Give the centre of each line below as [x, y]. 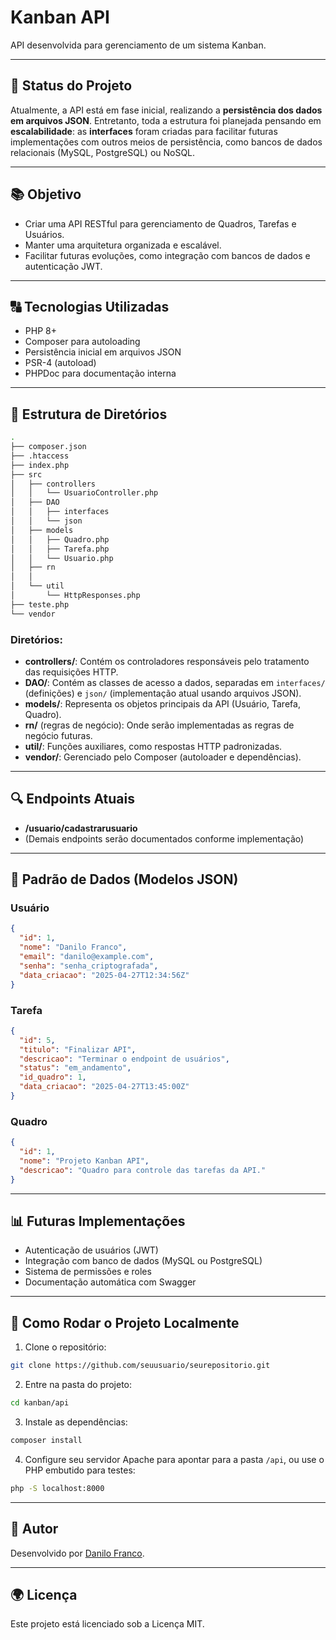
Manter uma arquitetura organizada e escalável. [123, 245]
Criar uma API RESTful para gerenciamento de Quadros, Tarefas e [160, 223]
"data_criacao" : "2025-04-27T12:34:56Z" [104, 975]
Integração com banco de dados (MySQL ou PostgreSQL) [143, 1261]
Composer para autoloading [82, 342]
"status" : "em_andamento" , [75, 1068]
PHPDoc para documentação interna [100, 373]
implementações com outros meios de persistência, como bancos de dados [166, 142]
